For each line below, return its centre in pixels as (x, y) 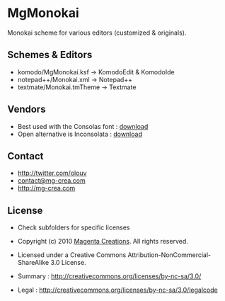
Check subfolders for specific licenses (74, 227)
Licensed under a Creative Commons (72, 255)
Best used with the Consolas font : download (83, 126)
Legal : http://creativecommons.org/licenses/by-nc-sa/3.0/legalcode (117, 290)
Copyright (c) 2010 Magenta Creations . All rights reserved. (103, 242)
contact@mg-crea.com (52, 181)
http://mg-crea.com (46, 188)
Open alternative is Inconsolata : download (80, 134)
